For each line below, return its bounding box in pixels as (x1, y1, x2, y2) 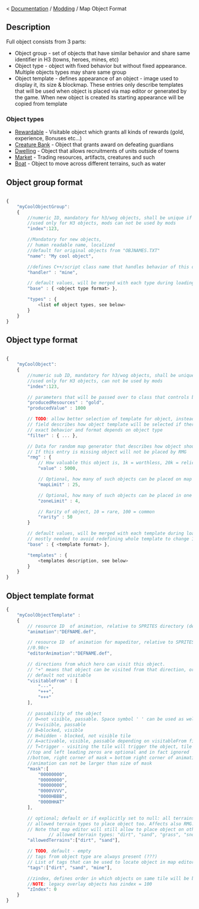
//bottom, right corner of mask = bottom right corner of (27, 755, 174, 761)
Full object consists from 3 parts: (6, 38, 86, 45)
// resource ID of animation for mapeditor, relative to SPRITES (27, 639, 195, 646)
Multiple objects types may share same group (14, 68, 127, 76)
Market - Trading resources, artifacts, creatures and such (14, 154, 155, 161)
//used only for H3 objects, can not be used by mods (27, 378, 163, 384)
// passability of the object (27, 710, 102, 717)
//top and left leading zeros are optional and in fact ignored (27, 749, 190, 756)
